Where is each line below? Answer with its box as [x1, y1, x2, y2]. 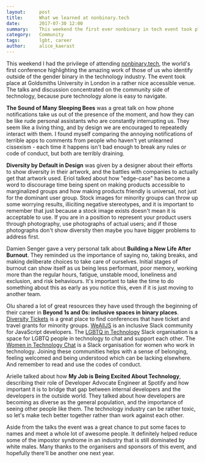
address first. [6, 233, 40, 240]
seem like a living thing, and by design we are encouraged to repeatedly [6, 124, 187, 131]
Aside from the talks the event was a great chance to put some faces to [6, 423, 186, 431]
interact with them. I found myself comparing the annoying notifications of [6, 130, 193, 138]
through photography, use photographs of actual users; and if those [6, 220, 177, 227]
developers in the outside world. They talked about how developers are [6, 392, 185, 399]
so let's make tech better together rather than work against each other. [6, 411, 184, 419]
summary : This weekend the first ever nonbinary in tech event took [6, 26, 192, 32]
